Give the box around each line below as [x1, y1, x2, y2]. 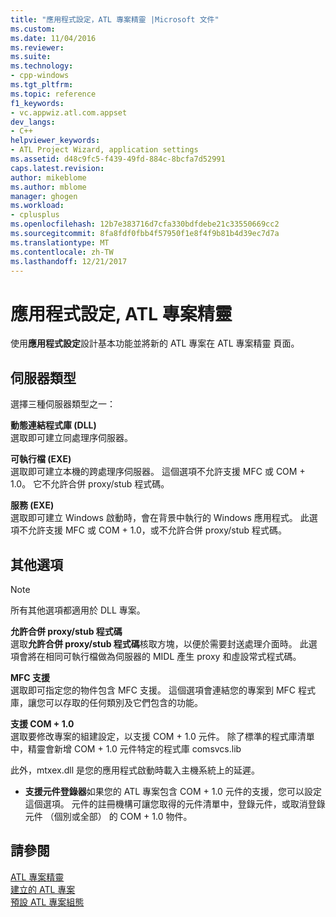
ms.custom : [10, 24, 56, 34]
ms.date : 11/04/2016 [10, 33, 97, 43]
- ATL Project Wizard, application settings [10, 145, 199, 155]
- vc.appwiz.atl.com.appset [10, 107, 128, 118]
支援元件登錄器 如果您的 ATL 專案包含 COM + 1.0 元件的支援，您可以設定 [24, 785, 322, 797]
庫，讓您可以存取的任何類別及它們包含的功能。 [10, 696, 203, 708]
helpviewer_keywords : [10, 136, 101, 146]
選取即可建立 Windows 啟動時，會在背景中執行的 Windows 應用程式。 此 [10, 512, 310, 524]
